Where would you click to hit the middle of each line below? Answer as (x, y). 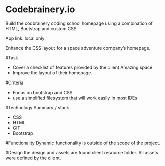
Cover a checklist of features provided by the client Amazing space (82, 67)
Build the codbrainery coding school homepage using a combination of (79, 23)
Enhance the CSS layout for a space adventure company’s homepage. (78, 48)
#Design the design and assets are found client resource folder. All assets (82, 152)
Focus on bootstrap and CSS (42, 92)
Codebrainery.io (40, 9)
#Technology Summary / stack (37, 107)
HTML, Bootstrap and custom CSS (41, 28)
